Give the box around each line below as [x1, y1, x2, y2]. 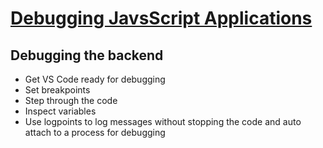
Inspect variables [24, 105, 97, 117]
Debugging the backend [10, 47, 164, 64]
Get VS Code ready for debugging [24, 73, 166, 85]
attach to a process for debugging [24, 127, 166, 138]
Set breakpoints [24, 84, 91, 96]
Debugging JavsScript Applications [10, 7, 313, 30]
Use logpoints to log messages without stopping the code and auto [24, 116, 302, 127]
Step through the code [24, 95, 118, 106]
